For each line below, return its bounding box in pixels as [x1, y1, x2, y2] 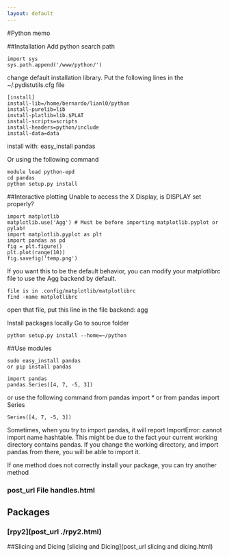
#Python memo [7, 29, 51, 37]
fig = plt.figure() [7, 243, 63, 250]
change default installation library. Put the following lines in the [7, 73, 184, 82]
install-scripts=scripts [7, 118, 78, 125]
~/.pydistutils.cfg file [7, 80, 65, 89]
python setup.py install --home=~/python [7, 332, 127, 339]
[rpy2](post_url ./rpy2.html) [7, 527, 102, 536]
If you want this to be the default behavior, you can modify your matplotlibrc [7, 267, 221, 275]
